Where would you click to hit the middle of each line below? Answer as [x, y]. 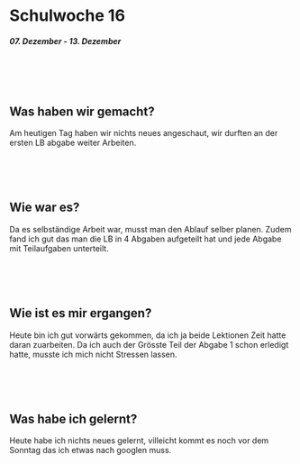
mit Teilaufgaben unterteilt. [59, 248]
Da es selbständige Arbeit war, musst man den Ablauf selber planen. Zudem [150, 229]
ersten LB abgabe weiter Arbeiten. [73, 142]
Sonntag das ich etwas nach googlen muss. [91, 450]
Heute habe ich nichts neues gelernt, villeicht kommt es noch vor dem [139, 441]
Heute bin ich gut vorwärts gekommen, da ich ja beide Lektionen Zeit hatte [148, 335]
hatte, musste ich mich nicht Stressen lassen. [93, 354]
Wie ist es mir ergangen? [81, 313]
